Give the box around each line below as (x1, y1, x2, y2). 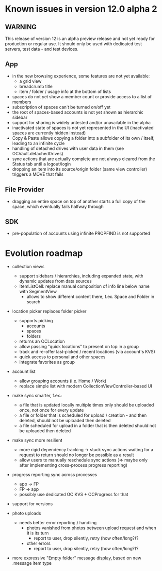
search (26, 299, 41, 305)
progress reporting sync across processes (12, 472, 97, 478)
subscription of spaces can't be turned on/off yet (12, 104, 111, 110)
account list (12, 368, 35, 374)
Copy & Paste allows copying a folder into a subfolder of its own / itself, (12, 135, 155, 141)
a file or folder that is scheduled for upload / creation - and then (19, 412, 147, 418)
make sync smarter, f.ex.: (12, 393, 63, 399)
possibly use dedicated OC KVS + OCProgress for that (19, 492, 129, 497)
